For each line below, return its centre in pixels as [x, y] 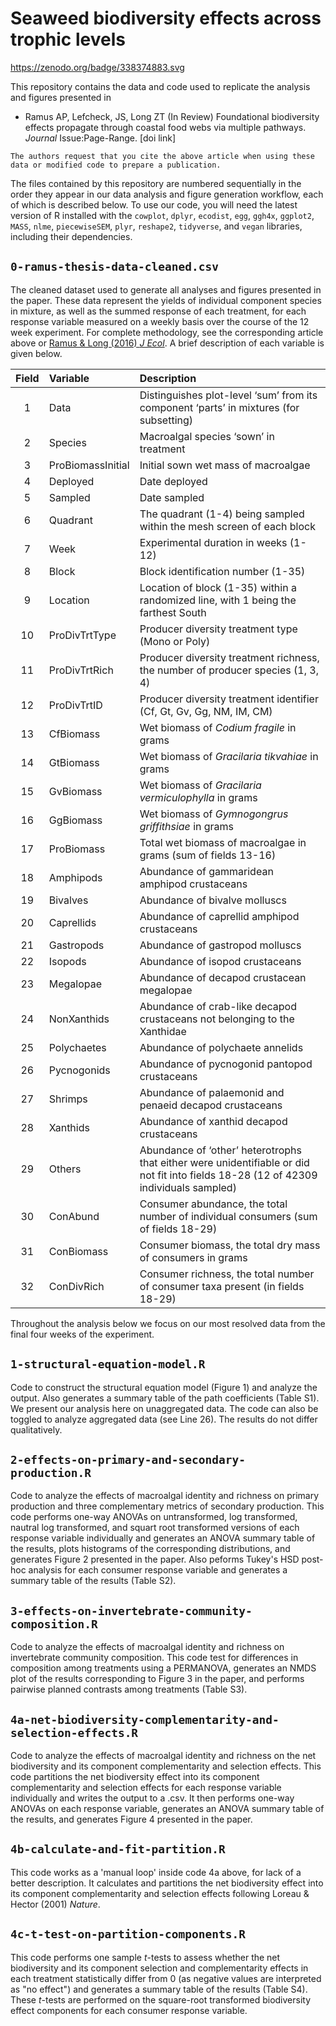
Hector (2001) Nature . [55, 1904]
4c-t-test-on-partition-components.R [128, 1934]
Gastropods [76, 945]
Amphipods [75, 877]
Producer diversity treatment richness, [229, 657]
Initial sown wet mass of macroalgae [225, 465]
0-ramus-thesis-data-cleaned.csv [115, 267]
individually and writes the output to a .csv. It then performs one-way [152, 1798]
